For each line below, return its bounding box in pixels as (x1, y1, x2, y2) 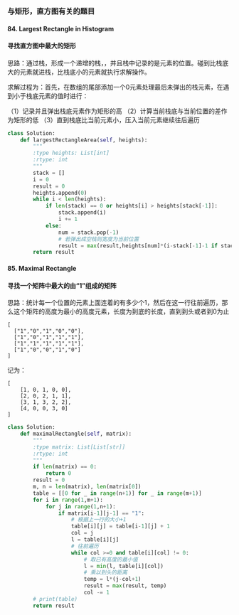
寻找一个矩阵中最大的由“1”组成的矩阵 (7, 281, 117, 289)
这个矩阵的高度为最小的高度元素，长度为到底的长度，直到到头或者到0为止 (13, 307, 230, 316)
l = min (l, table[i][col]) (83, 562, 164, 569)
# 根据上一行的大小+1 (70, 516, 127, 523)
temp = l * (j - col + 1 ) (83, 576, 142, 583)
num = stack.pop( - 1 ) (58, 229, 119, 236)
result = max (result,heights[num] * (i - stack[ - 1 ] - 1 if (58, 242, 218, 250)
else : (45, 222, 62, 229)
